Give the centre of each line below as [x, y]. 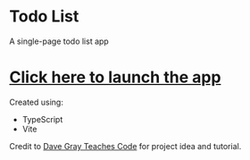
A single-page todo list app [59, 41]
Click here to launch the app [115, 77]
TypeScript [42, 119]
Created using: [37, 102]
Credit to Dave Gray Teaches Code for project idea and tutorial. [125, 146]
